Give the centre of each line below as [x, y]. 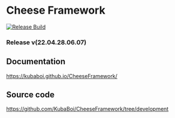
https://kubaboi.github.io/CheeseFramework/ [62, 76]
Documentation [36, 62]
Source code [31, 95]
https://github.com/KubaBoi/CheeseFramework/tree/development [87, 109]
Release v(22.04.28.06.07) [46, 42]
